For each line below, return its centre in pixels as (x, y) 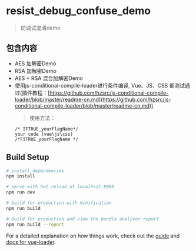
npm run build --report (35, 225)
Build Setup (28, 157)
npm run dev (21, 192)
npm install (21, 176)
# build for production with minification (59, 203)
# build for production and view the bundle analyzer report (83, 219)
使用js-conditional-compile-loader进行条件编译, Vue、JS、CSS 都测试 (100, 85)
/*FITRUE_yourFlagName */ (46, 139)
